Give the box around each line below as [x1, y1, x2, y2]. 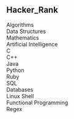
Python [6, 67, 24, 74]
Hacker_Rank [6, 5, 58, 15]
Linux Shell [6, 92, 34, 99]
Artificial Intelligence [6, 40, 58, 48]
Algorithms [6, 21, 34, 28]
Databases [6, 85, 34, 93]
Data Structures [6, 27, 46, 35]
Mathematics [6, 34, 40, 41]
